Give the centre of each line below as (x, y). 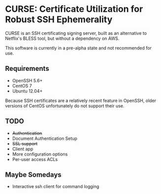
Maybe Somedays (33, 175)
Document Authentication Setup (45, 138)
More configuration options (40, 154)
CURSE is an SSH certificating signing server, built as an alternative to (76, 33)
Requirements (27, 69)
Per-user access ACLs (35, 159)
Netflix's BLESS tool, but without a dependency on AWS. (62, 38)
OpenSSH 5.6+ (27, 80)
